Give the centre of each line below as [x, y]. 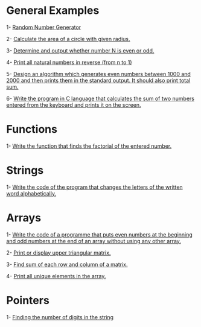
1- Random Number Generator [44, 27]
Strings [25, 170]
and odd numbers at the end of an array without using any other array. [94, 241]
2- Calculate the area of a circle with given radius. [69, 39]
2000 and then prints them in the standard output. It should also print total [98, 80]
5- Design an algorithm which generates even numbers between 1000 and [99, 74]
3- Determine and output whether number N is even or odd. [80, 50]
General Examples [53, 11]
